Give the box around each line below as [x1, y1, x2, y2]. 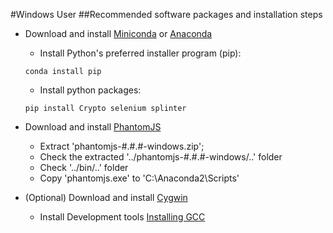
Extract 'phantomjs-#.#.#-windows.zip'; [39, 140, 205, 152]
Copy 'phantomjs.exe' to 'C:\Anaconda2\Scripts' [39, 172, 240, 184]
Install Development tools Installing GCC [39, 211, 206, 223]
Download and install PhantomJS [24, 121, 162, 133]
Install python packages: [39, 84, 142, 96]
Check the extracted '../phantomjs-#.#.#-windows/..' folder [39, 151, 283, 163]
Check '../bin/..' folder [39, 162, 129, 173]
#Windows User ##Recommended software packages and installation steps [10, 9, 323, 20]
